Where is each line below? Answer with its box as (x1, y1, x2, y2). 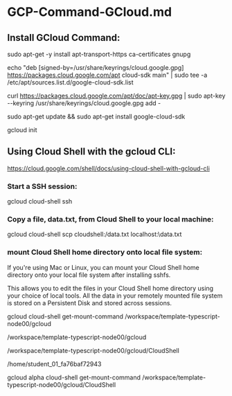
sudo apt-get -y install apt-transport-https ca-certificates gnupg (7, 50, 191, 58)
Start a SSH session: (7, 181, 78, 191)
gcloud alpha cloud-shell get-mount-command (7, 373, 141, 381)
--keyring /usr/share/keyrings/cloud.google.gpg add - (7, 99, 161, 107)
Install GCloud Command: (7, 32, 121, 44)
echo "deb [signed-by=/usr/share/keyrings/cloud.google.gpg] (7, 64, 184, 71)
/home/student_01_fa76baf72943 (7, 359, 102, 368)
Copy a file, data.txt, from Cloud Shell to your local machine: (7, 215, 214, 224)
